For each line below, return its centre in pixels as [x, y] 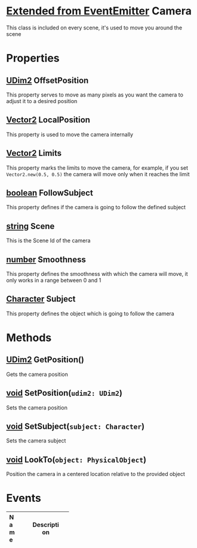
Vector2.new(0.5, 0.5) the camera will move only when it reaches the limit [98, 174]
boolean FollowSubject [50, 193]
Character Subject [41, 299]
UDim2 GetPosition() [45, 360]
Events [24, 498]
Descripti [46, 525]
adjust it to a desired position [42, 101]
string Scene [30, 226]
